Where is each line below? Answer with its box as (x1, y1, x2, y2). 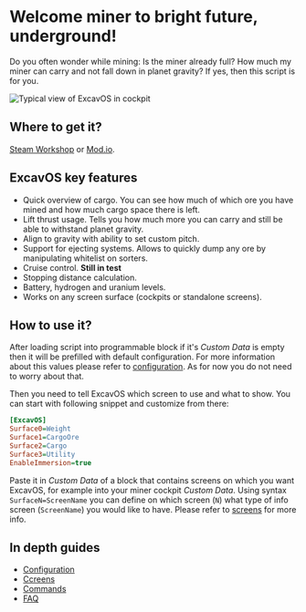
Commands (22, 584, 67, 595)
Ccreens (22, 574, 56, 585)
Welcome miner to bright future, (9, 6, 259, 27)
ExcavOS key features (9, 171, 138, 186)
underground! (9, 26, 117, 47)
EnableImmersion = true (9, 458, 92, 467)
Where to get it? (9, 119, 102, 135)
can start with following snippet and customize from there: (9, 399, 229, 410)
